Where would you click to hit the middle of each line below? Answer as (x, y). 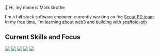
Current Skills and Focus (43, 37)
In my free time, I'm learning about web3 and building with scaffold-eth (76, 22)
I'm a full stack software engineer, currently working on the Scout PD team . (80, 17)
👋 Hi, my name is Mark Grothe (35, 7)
